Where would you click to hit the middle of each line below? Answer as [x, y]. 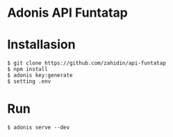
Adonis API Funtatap [68, 13]
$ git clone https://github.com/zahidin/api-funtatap [87, 63]
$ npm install [28, 70]
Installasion [41, 45]
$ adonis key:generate [40, 75]
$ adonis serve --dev [39, 128]
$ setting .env [29, 81]
